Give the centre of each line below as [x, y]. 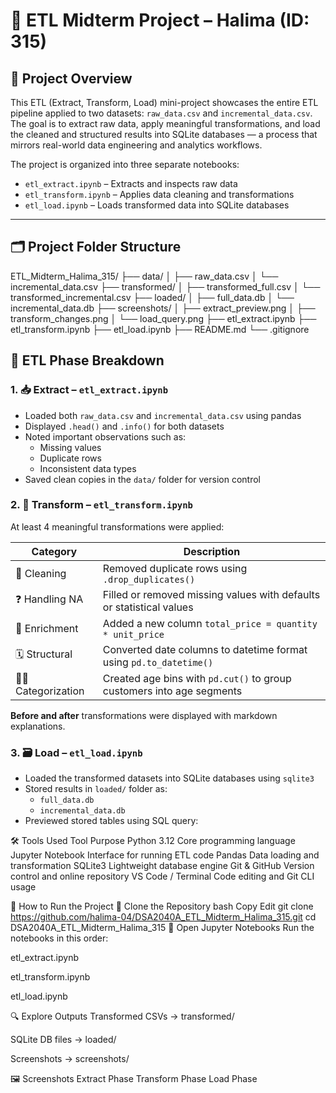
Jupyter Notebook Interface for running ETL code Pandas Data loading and [165, 855]
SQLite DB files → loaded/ [63, 1040]
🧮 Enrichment [47, 628]
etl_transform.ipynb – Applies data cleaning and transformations [159, 194]
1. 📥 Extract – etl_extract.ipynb [89, 390]
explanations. [38, 726]
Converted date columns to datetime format [205, 649]
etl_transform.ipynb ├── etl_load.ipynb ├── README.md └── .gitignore [160, 329]
